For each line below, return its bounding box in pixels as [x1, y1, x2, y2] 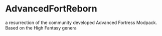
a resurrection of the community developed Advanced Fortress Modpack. [5, 19, 157, 25]
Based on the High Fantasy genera [5, 24, 77, 30]
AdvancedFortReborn [5, 3, 97, 14]
